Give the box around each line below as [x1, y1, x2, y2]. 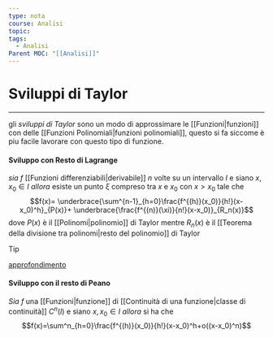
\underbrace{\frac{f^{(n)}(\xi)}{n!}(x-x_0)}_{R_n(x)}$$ [73, 205, 254, 214]
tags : [8, 34, 27, 43]
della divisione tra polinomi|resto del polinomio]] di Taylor [8, 228, 201, 238]
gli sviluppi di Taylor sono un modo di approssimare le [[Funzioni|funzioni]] [8, 119, 259, 128]
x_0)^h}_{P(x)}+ [19, 205, 72, 214]
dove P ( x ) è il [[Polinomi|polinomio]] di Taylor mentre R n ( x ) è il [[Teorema [8, 217, 253, 229]
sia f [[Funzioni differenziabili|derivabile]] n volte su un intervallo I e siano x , [8, 173, 262, 183]
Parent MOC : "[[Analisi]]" [8, 50, 100, 58]
